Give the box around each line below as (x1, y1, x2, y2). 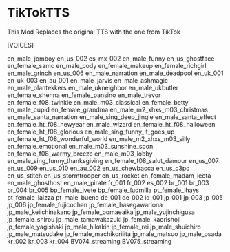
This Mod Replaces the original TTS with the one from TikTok (7, 28, 180, 36)
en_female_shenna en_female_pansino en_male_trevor (7, 91, 161, 99)
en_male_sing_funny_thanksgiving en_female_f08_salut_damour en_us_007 (7, 156, 219, 165)
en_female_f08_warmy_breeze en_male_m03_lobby (7, 149, 153, 158)
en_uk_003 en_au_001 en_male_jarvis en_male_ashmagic (7, 76, 169, 84)
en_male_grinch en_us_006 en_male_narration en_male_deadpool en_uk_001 (7, 69, 224, 77)
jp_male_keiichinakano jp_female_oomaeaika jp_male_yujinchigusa (7, 208, 195, 216)
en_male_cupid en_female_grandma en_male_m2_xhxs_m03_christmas (7, 105, 209, 114)
